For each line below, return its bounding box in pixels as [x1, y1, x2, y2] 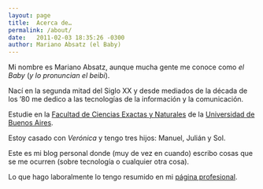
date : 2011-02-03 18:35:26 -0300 [8, 33, 125, 42]
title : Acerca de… [8, 19, 72, 27]
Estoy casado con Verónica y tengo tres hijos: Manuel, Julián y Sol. [8, 133, 226, 143]
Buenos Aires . [8, 118, 54, 128]
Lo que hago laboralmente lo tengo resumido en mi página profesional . [8, 172, 238, 182]
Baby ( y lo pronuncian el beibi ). [8, 71, 110, 80]
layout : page [8, 11, 51, 20]
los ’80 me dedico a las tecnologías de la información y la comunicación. [8, 94, 244, 104]
